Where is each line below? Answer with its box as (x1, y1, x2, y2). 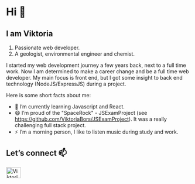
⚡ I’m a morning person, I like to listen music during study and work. (14, 128, 179, 135)
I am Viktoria (6, 29, 53, 39)
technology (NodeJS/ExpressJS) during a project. (6, 80, 126, 87)
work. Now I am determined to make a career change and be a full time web (6, 68, 189, 75)
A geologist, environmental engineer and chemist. (14, 50, 135, 57)
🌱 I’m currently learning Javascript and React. (14, 103, 125, 110)
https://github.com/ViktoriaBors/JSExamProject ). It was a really (14, 115, 167, 122)
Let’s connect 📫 (6, 148, 67, 158)
